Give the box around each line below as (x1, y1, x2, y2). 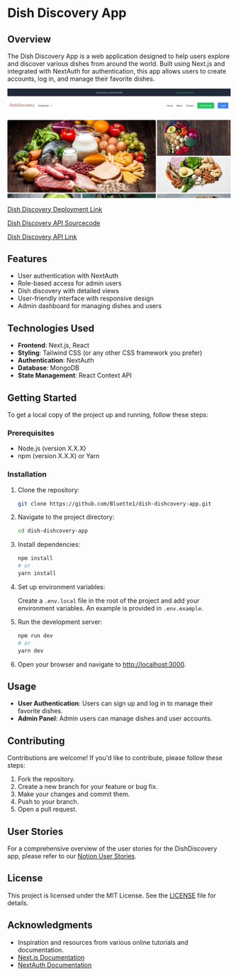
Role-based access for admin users (17, 279, 122, 288)
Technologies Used (7, 322, 94, 334)
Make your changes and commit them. (17, 790, 130, 798)
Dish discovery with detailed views (17, 287, 119, 295)
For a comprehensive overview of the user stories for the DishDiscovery (7, 844, 217, 853)
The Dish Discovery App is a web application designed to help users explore (7, 52, 230, 60)
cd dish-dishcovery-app (17, 528, 89, 535)
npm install (17, 555, 53, 562)
